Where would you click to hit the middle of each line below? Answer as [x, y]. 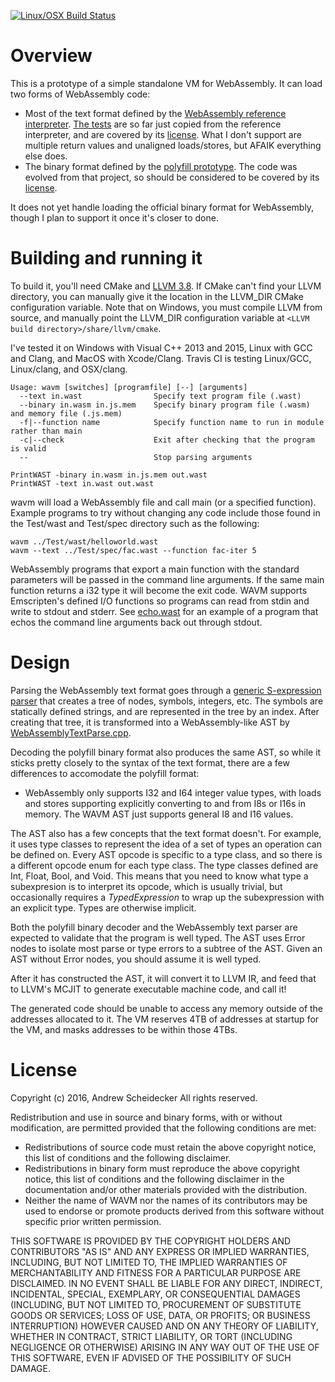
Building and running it [106, 258]
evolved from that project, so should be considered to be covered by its [172, 177]
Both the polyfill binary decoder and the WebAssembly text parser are [154, 927]
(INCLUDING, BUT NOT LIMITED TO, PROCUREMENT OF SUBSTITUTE [156, 1304]
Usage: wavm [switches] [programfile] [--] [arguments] [129, 387]
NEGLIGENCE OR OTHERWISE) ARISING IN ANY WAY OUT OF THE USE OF [165, 1347]
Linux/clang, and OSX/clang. [69, 369]
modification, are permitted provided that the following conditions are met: [163, 1127]
